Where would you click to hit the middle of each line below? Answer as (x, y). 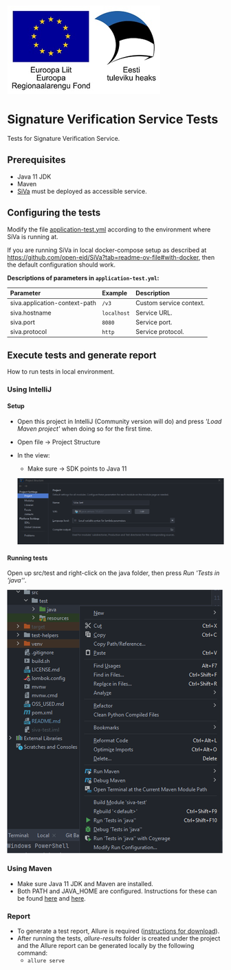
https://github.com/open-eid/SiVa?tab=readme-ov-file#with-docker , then (111, 257)
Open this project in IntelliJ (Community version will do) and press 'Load (119, 421)
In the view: (33, 455)
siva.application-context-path (53, 303)
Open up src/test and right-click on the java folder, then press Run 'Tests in (113, 573)
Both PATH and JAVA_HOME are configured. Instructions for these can (117, 891)
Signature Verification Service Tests (113, 120)
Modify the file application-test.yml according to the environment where (109, 229)
